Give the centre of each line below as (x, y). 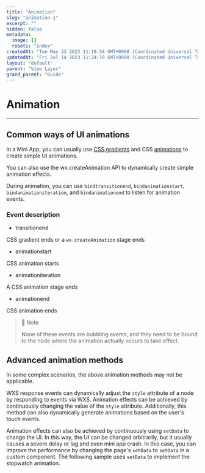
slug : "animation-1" (33, 18)
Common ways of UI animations (68, 135)
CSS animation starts (33, 264)
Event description (33, 214)
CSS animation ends (32, 311)
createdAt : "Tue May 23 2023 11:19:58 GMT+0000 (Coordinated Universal (99, 52)
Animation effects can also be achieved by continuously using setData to (98, 431)
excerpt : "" (21, 23)
